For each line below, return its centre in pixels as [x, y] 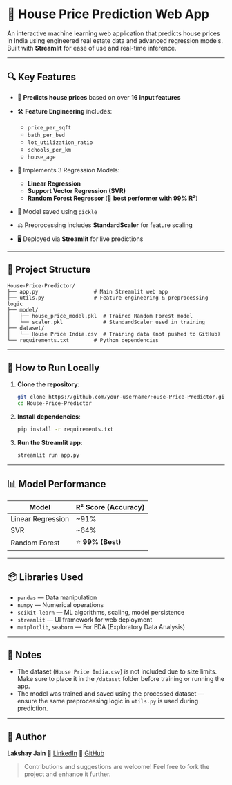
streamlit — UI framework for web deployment [85, 620]
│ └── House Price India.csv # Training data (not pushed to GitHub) [114, 334]
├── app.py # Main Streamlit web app [88, 291]
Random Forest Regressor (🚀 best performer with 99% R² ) [113, 198]
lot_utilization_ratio [60, 142]
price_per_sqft [49, 127]
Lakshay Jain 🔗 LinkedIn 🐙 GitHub [56, 753]
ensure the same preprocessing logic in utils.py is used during [108, 701]
